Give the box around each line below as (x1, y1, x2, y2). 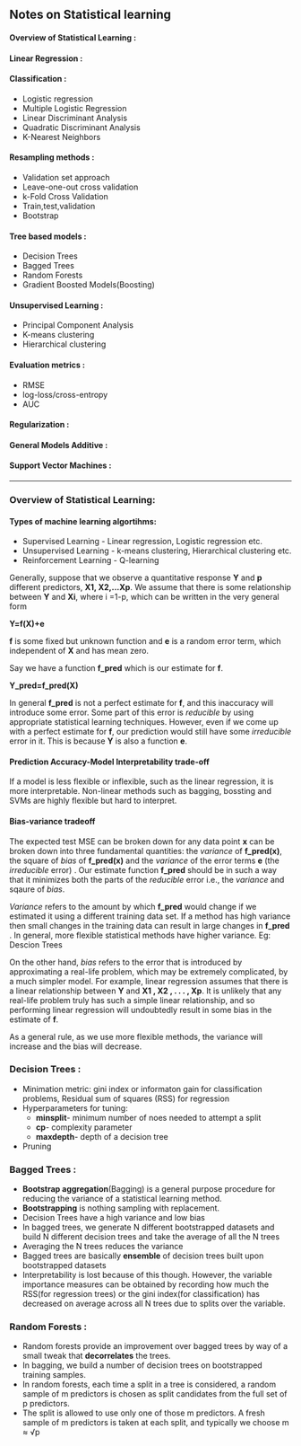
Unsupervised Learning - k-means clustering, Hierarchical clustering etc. (21, 545, 292, 556)
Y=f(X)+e (9, 619, 45, 630)
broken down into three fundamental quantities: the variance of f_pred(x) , (9, 845, 282, 856)
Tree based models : (9, 231, 87, 242)
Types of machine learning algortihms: (9, 516, 157, 526)
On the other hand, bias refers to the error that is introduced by (9, 957, 243, 967)
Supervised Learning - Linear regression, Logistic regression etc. (21, 536, 262, 547)
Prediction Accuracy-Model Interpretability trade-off (9, 756, 211, 767)
